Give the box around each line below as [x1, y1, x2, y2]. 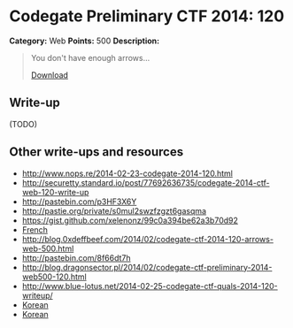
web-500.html [21, 243, 74, 254]
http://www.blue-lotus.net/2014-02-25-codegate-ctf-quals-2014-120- [21, 280, 279, 291]
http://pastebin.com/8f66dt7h [21, 252, 131, 263]
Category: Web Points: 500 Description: [9, 35, 160, 46]
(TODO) [9, 118, 38, 129]
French [21, 224, 49, 235]
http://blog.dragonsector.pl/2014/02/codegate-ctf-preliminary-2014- [21, 262, 273, 272]
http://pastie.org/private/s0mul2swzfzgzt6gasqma [21, 205, 206, 216]
